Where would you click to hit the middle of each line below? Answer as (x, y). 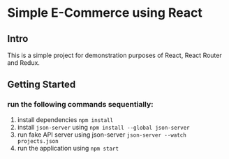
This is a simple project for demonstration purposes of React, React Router (114, 55)
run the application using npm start (68, 148)
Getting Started (42, 85)
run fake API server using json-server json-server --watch (102, 135)
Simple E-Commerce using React (105, 13)
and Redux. (24, 63)
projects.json (38, 141)
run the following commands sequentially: (80, 105)
